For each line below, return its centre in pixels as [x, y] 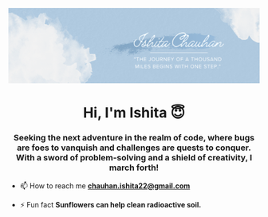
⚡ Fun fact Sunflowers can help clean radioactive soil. [110, 204]
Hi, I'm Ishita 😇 [134, 113]
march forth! [134, 168]
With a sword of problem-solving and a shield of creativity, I [134, 158]
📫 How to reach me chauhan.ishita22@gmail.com [105, 185]
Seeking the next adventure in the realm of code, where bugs [134, 138]
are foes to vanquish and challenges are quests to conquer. [134, 148]
